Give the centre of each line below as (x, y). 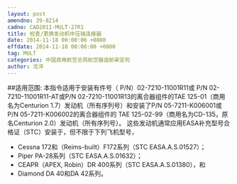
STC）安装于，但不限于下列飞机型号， (82, 132)
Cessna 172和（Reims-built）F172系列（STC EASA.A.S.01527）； (112, 146)
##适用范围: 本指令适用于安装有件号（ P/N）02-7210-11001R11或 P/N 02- (114, 87)
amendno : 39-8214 (33, 21)
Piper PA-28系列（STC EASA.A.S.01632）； (80, 156)
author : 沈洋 (26, 67)
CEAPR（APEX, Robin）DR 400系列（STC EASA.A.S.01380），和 (111, 164)
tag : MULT (22, 54)
